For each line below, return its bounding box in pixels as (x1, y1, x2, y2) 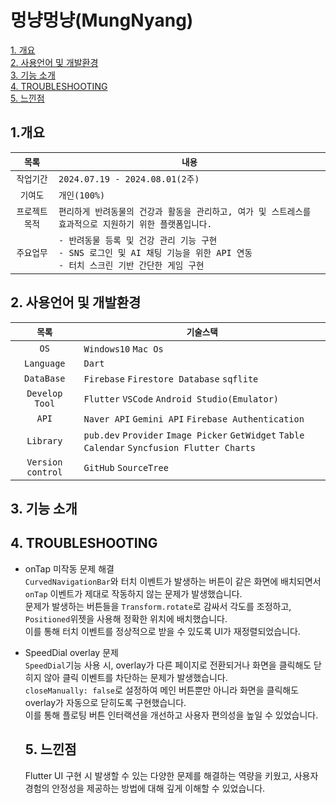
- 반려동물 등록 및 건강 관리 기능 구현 (58, 234, 218, 246)
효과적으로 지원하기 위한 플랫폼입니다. (58, 218, 213, 230)
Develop (26, 387, 63, 399)
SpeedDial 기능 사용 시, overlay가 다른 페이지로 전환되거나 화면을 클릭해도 (24, 659, 312, 671)
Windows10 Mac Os (83, 343, 164, 355)
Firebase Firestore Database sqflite (83, 373, 259, 385)
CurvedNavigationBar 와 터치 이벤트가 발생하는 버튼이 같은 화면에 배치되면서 (24, 575, 322, 587)
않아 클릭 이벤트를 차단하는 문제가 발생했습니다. (43, 671, 228, 683)
